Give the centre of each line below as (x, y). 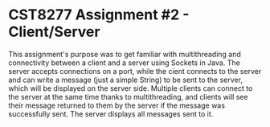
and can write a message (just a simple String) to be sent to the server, (126, 80)
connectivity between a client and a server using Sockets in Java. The (125, 63)
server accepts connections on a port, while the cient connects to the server (135, 71)
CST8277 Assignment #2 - (99, 15)
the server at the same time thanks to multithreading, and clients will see (128, 96)
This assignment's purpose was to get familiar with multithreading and (125, 54)
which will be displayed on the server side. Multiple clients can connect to (131, 88)
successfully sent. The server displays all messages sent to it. (111, 113)
